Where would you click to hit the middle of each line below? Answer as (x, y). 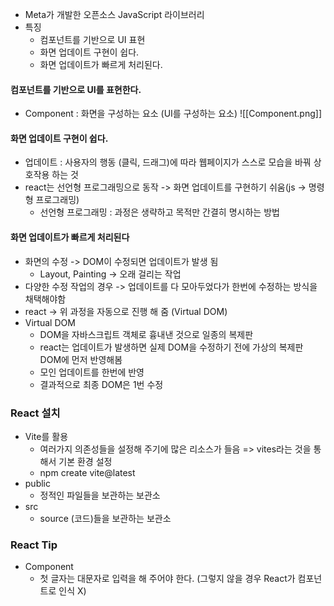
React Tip (34, 545)
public (37, 483)
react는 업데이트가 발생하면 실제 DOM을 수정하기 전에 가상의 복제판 (171, 347)
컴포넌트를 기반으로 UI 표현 (92, 39)
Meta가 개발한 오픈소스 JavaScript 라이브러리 (114, 14)
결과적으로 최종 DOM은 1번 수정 (101, 384)
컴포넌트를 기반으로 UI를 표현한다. (76, 89)
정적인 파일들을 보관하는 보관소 (100, 495)
